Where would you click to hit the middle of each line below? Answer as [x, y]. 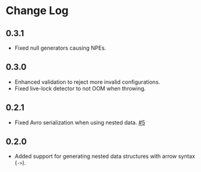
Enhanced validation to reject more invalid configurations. [87, 82]
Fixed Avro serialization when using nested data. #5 [80, 122]
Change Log [37, 11]
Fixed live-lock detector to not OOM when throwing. [80, 88]
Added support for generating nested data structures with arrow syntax [105, 156]
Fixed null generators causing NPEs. [60, 48]
